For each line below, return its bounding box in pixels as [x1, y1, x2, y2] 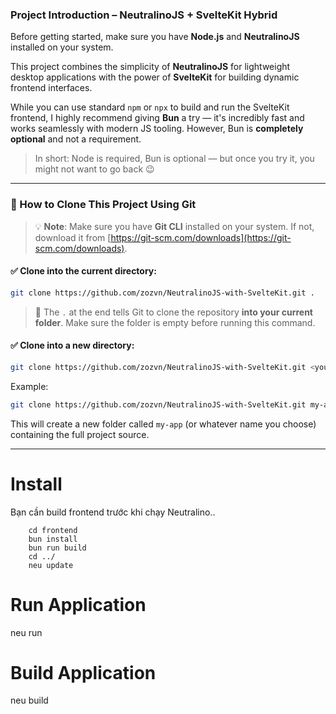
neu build [10, 694, 49, 707]
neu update [28, 560, 74, 570]
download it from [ [34, 231, 112, 243]
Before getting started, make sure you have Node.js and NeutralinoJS [10, 31, 300, 43]
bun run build [28, 543, 87, 553]
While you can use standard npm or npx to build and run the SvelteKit [10, 101, 290, 113]
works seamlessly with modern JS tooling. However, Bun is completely [10, 123, 304, 135]
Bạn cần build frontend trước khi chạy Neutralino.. [10, 506, 216, 518]
